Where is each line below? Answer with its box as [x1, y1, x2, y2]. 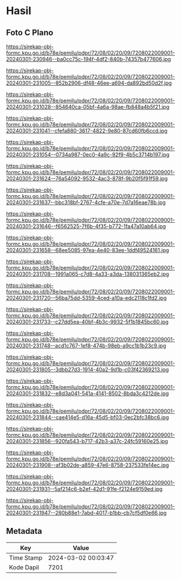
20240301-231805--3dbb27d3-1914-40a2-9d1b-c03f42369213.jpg [6, 366, 169, 373]
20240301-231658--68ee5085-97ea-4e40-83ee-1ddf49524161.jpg [6, 247, 169, 253]
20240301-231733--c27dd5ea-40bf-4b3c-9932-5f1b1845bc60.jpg [6, 319, 169, 325]
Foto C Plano [6, 28, 53, 38]
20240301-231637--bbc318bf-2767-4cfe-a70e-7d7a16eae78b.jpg [6, 199, 166, 206]
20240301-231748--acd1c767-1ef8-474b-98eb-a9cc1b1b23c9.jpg [6, 342, 166, 349]
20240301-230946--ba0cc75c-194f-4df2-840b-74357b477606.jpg [6, 56, 172, 62]
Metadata [6, 526, 42, 536]
